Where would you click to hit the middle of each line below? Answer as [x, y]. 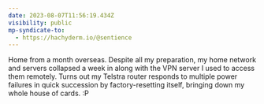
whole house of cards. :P [48, 93]
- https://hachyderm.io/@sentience [74, 37]
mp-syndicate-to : [37, 30]
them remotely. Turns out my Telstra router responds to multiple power [123, 76]
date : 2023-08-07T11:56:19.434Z [61, 15]
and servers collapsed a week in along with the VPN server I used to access [132, 69]
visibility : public [40, 23]
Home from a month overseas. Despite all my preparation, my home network [132, 60]
